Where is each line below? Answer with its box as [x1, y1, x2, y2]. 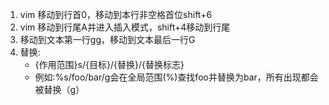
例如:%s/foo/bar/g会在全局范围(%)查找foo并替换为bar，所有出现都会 [34, 71, 319, 83]
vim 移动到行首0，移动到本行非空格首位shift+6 [19, 9, 213, 20]
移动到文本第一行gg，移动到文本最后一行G [19, 34, 196, 45]
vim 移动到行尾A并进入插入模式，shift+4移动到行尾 [19, 21, 231, 33]
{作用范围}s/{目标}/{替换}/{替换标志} [34, 59, 185, 70]
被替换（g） [34, 84, 85, 95]
